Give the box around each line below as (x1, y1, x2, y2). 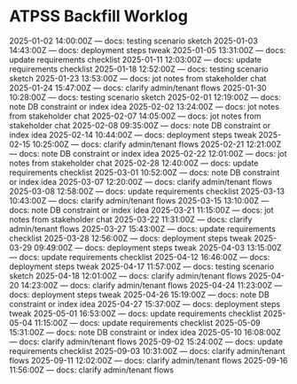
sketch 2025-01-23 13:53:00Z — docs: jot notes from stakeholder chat (9, 73, 267, 83)
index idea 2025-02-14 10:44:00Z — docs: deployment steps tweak (9, 129, 257, 140)
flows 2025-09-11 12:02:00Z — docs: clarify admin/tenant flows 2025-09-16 (9, 355, 288, 365)
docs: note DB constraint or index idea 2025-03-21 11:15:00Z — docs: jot (9, 204, 274, 215)
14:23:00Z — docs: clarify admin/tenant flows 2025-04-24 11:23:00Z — (20, 280, 283, 290)
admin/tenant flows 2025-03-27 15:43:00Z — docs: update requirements (9, 223, 277, 234)
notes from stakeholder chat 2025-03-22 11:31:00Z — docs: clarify (9, 214, 253, 225)
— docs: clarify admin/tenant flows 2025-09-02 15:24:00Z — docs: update (9, 336, 284, 347)
